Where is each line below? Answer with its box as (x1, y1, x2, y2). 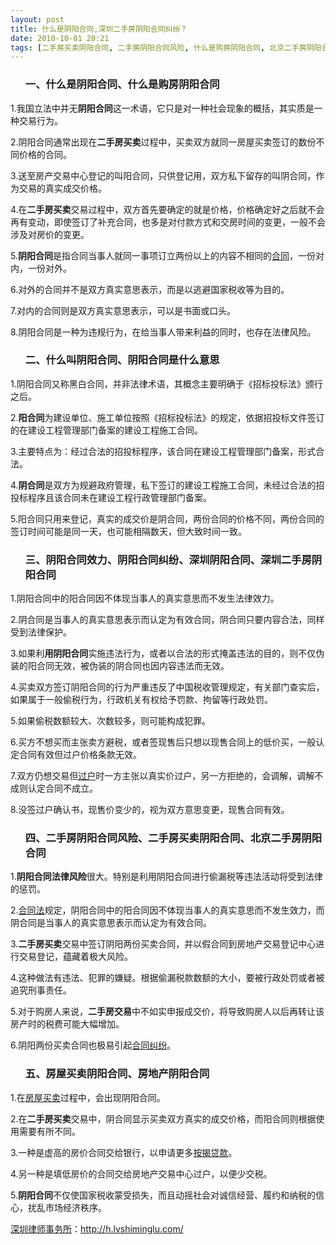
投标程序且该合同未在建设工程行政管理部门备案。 (10, 491, 212, 503)
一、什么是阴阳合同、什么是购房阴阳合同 (24, 77, 220, 91)
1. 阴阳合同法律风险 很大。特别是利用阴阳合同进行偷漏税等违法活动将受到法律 (10, 871, 323, 883)
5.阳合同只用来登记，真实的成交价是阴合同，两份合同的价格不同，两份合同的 (10, 512, 325, 525)
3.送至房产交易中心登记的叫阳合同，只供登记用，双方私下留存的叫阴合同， (10, 169, 317, 181)
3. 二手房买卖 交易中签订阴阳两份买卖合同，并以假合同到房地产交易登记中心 (10, 938, 317, 950)
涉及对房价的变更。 (10, 228, 90, 240)
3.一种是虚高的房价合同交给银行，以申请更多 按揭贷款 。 (10, 1146, 238, 1158)
